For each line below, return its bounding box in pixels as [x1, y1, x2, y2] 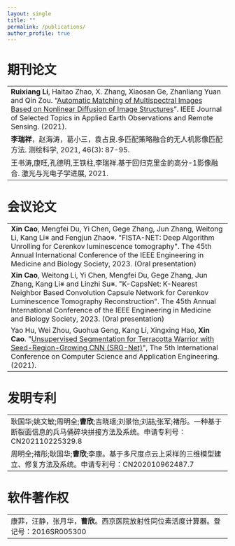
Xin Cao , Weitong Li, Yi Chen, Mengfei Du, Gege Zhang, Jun [10, 271, 208, 280]
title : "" [7, 17, 36, 24]
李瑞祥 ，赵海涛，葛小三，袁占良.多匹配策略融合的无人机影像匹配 [10, 134, 223, 144]
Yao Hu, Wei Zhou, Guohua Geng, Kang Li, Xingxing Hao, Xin [10, 326, 210, 336]
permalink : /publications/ [7, 23, 86, 30]
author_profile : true [7, 29, 71, 37]
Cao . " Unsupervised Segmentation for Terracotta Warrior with [10, 334, 215, 344]
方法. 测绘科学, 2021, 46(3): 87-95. [10, 145, 130, 155]
